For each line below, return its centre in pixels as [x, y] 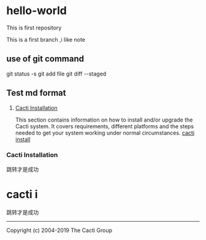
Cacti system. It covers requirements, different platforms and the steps [105, 126]
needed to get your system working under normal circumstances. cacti [105, 133]
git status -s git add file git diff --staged [56, 74]
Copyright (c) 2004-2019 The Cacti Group [59, 230]
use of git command [45, 59]
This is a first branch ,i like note [46, 39]
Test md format [36, 93]
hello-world [37, 11]
